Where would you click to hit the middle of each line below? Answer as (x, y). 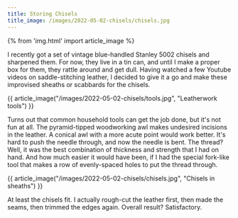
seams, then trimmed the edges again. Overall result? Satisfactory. (105, 207)
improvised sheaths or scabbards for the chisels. (79, 84)
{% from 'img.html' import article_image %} (71, 40)
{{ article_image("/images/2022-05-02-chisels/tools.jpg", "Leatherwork (113, 98)
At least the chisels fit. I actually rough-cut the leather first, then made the (115, 200)
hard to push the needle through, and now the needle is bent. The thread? (115, 142)
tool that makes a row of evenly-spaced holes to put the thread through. (113, 164)
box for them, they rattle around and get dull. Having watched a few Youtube (119, 69)
